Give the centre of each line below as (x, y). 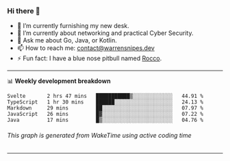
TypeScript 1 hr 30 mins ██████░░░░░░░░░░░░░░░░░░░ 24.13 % (105, 102)
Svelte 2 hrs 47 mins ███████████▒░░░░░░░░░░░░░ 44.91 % (105, 96)
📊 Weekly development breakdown (59, 81)
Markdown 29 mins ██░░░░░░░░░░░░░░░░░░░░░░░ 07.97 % (105, 108)
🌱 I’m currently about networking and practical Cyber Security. (105, 33)
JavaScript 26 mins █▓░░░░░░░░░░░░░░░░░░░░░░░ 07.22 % (105, 114)
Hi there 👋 (24, 11)
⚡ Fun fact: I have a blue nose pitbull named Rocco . (89, 58)
